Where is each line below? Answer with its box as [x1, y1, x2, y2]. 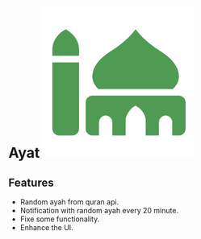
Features [8, 175, 54, 189]
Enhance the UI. [19, 223, 74, 232]
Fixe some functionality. [19, 214, 100, 224]
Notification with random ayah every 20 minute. [19, 206, 179, 215]
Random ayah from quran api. [19, 197, 119, 207]
